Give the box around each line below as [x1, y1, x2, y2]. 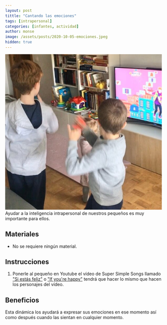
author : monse [5, 29, 35, 34]
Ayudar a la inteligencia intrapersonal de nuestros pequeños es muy [5, 210, 145, 216]
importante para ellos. [5, 215, 50, 221]
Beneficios [5, 296, 39, 304]
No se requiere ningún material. [12, 243, 77, 249]
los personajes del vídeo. [12, 282, 64, 288]
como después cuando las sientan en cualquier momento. [5, 315, 124, 321]
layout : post [5, 8, 32, 13]
